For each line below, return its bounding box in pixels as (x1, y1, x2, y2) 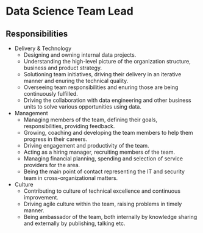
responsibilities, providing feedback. (23, 123, 115, 129)
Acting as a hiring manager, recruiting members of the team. (23, 148, 175, 156)
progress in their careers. (23, 135, 88, 143)
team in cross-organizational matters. (23, 174, 118, 181)
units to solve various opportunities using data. (23, 103, 141, 110)
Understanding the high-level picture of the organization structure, (23, 58, 191, 65)
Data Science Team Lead (5, 4, 134, 18)
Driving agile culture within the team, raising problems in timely (23, 200, 182, 207)
